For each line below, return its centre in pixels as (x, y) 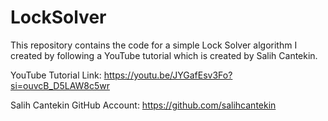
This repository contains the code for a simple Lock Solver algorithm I (154, 45)
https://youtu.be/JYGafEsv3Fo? (168, 75)
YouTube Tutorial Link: (56, 75)
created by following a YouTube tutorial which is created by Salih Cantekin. (164, 55)
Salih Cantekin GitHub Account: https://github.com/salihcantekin (143, 105)
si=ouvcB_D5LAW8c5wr (60, 85)
